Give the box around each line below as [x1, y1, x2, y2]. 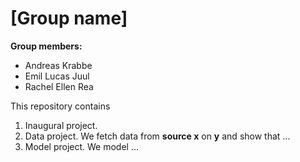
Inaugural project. [24, 119, 98, 131]
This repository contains [10, 100, 111, 112]
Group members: [10, 40, 83, 52]
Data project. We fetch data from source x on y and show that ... [24, 130, 291, 142]
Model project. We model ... [24, 140, 140, 152]
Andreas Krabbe [24, 59, 93, 71]
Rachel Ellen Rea [24, 80, 94, 92]
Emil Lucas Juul [24, 70, 90, 82]
